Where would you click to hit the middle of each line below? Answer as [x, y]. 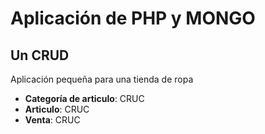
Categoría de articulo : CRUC [84, 98]
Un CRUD [40, 55]
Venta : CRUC [52, 120]
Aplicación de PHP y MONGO [133, 18]
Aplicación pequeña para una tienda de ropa [102, 79]
